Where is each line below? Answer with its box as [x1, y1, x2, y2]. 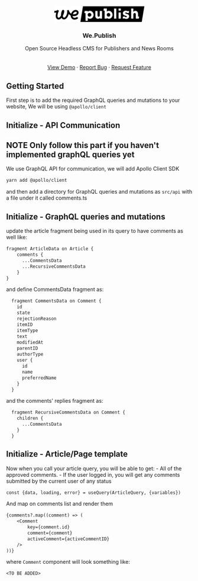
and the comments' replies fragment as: [6, 397, 103, 404]
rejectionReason [17, 316, 57, 322]
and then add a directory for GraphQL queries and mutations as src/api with [6, 188, 193, 195]
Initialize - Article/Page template [6, 449, 128, 459]
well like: [6, 234, 28, 240]
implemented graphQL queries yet [6, 149, 135, 159]
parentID [17, 345, 38, 351]
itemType [17, 328, 38, 333]
